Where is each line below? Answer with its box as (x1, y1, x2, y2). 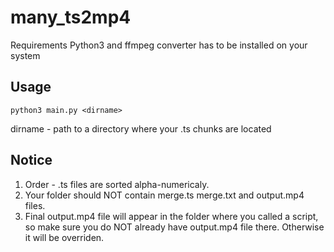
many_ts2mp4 (10, 6, 132, 29)
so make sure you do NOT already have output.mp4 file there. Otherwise (24, 221, 325, 233)
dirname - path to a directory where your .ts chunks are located (10, 122, 272, 135)
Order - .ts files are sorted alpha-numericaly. (24, 178, 210, 190)
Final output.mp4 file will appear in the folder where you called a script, (24, 210, 319, 222)
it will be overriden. (24, 231, 105, 243)
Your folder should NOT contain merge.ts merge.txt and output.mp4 (24, 189, 305, 201)
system (10, 49, 41, 61)
